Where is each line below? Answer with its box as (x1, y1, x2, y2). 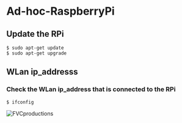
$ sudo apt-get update (6, 45, 64, 51)
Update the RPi (6, 29, 64, 39)
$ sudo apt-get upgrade (6, 50, 67, 56)
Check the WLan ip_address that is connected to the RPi (6, 85, 176, 94)
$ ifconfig (6, 99, 34, 105)
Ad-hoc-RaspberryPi (6, 4, 115, 18)
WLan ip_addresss (6, 67, 78, 77)
